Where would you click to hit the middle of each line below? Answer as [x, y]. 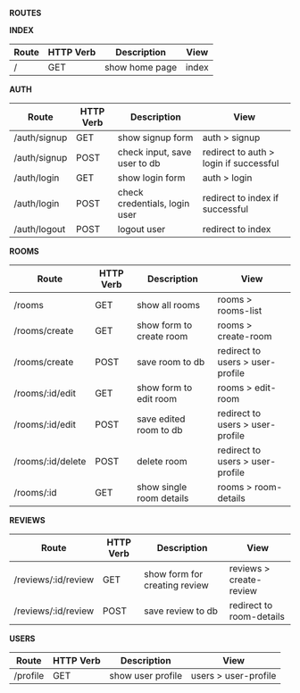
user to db [139, 163]
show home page [141, 67]
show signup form [155, 138]
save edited [161, 419]
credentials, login [154, 203]
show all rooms [169, 305]
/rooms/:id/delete [50, 461]
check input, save [154, 152]
